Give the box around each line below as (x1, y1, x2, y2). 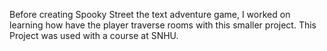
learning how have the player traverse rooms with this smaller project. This (9, 19, 317, 31)
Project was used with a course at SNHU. (9, 30, 179, 41)
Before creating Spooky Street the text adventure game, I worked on (9, 9, 291, 20)
